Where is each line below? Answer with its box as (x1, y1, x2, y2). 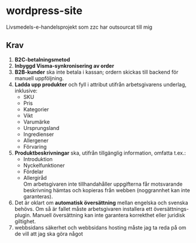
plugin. (14, 211, 32, 218)
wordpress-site (6, 4, 83, 18)
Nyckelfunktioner (23, 162, 66, 169)
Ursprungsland (23, 124, 60, 131)
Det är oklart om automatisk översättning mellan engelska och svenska (14, 199, 188, 206)
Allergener (23, 136, 49, 144)
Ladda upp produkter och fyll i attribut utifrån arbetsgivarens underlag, (14, 81, 187, 88)
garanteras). (23, 193, 53, 200)
